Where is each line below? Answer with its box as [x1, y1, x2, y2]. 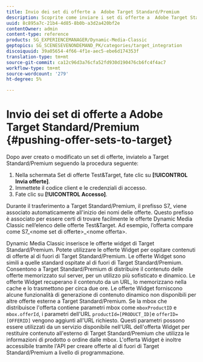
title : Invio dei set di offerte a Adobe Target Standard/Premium [6, 8, 180, 15]
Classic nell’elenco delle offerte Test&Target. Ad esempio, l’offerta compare [6, 222, 193, 229]
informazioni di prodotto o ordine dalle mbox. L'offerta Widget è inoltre [6, 336, 181, 343]
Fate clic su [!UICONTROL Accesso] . [14, 191, 108, 198]
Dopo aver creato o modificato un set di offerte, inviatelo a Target [6, 154, 169, 161]
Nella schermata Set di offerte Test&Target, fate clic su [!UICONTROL [14, 172, 188, 179]
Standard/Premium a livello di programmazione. [6, 349, 125, 357]
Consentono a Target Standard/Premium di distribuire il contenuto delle [6, 265, 184, 273]
